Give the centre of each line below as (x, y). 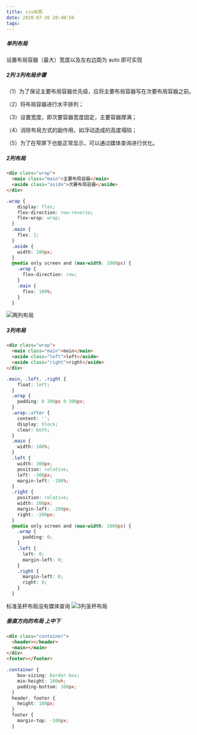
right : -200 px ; (36, 514)
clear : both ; (34, 430)
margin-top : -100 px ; (43, 721)
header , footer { (34, 698)
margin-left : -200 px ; (44, 509)
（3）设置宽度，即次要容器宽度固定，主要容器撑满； (72, 117)
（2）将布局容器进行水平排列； (45, 105)
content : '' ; (34, 418)
